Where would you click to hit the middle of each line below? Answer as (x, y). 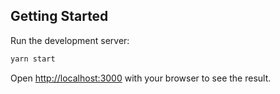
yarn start (33, 59)
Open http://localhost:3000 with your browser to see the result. (141, 78)
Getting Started (59, 16)
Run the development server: (70, 40)
